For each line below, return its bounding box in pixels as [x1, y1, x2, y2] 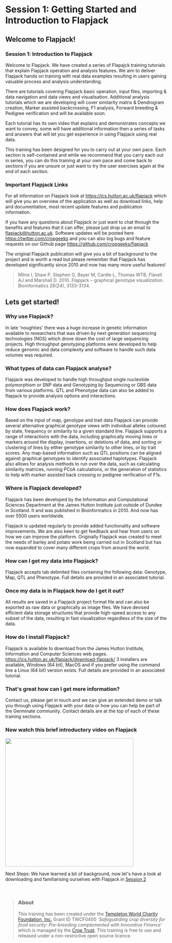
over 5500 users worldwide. [5, 513, 65, 519]
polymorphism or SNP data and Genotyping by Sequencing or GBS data [5, 382, 157, 388]
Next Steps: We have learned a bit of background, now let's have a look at [5, 871, 162, 877]
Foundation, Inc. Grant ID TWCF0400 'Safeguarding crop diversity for [17, 916, 165, 922]
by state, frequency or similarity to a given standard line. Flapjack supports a [5, 428, 167, 435]
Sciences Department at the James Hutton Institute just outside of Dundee [5, 502, 162, 508]
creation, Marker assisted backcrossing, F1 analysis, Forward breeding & [5, 104, 158, 111]
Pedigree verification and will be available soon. [5, 110, 106, 116]
